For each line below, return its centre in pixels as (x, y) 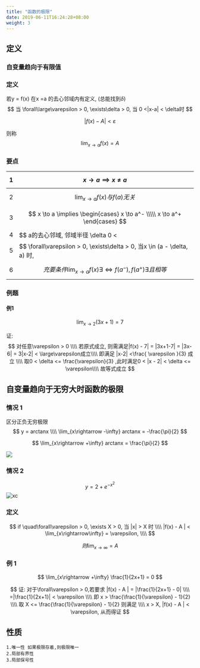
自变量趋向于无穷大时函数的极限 (65, 389)
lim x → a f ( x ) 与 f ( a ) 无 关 (105, 198)
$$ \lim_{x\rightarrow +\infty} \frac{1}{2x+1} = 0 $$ (100, 577)
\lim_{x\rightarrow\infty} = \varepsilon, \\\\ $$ (100, 533)
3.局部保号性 (20, 660)
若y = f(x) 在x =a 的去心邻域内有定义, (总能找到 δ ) (66, 99)
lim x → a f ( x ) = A (100, 144)
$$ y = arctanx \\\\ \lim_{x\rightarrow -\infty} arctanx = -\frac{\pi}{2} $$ (100, 431)
